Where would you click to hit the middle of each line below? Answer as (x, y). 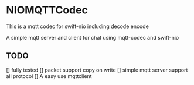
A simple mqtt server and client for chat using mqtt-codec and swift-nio (93, 37)
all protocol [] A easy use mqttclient (49, 76)
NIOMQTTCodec (47, 10)
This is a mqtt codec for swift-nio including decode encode (78, 26)
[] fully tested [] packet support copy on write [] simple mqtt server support (97, 70)
